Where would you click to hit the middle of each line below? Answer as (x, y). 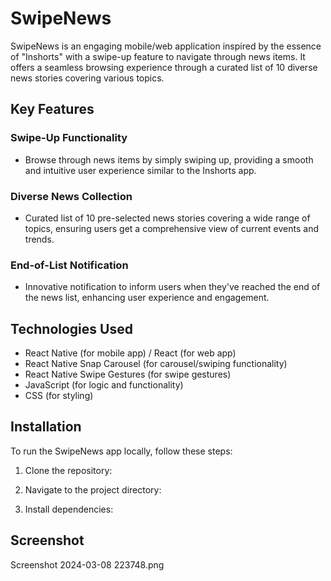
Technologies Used (71, 328)
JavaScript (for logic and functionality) (104, 385)
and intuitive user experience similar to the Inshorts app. (140, 170)
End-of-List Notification (69, 265)
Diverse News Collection (71, 196)
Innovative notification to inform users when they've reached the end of (172, 287)
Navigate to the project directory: (93, 489)
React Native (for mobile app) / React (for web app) (130, 353)
